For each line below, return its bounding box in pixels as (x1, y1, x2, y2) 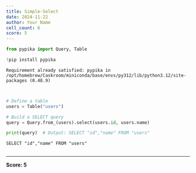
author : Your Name (6, 19, 51, 25)
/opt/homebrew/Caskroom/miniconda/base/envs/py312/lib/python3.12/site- (6, 72, 187, 78)
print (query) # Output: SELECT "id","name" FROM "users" (6, 130, 150, 136)
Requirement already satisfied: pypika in (6, 67, 111, 73)
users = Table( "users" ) (6, 103, 64, 109)
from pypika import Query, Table (6, 46, 87, 53)
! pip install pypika (6, 57, 57, 63)
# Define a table (6, 98, 48, 104)
